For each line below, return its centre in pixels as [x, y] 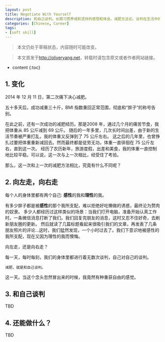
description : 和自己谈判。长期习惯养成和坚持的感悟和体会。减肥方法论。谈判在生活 [80, 19]
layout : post [18, 10]
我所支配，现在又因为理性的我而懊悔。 [44, 236]
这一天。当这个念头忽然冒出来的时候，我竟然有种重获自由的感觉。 [72, 277]
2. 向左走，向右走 [31, 182]
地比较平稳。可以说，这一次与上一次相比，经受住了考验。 [63, 155]
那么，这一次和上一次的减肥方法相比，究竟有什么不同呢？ [63, 165]
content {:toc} [26, 67]
